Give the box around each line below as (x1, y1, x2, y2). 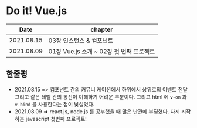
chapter (90, 25, 113, 33)
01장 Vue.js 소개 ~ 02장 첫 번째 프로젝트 (48, 47, 155, 55)
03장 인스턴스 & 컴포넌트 (48, 36, 114, 45)
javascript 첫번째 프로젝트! (25, 115, 87, 122)
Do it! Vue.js (6, 4, 67, 18)
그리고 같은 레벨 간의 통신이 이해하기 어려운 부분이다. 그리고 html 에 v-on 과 (14, 93, 187, 100)
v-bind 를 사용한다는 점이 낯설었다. (14, 100, 95, 107)
